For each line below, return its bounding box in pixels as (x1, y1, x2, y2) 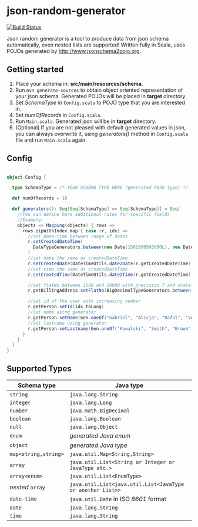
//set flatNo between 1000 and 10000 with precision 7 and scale (28, 282, 192, 288)
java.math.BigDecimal (69, 407, 130, 414)
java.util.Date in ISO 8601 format (69, 495, 167, 503)
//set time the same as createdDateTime (28, 266, 128, 272)
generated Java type (69, 441, 128, 449)
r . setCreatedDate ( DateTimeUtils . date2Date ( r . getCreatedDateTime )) (28, 261, 194, 266)
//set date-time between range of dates (28, 234, 128, 239)
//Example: (17, 216, 44, 223)
